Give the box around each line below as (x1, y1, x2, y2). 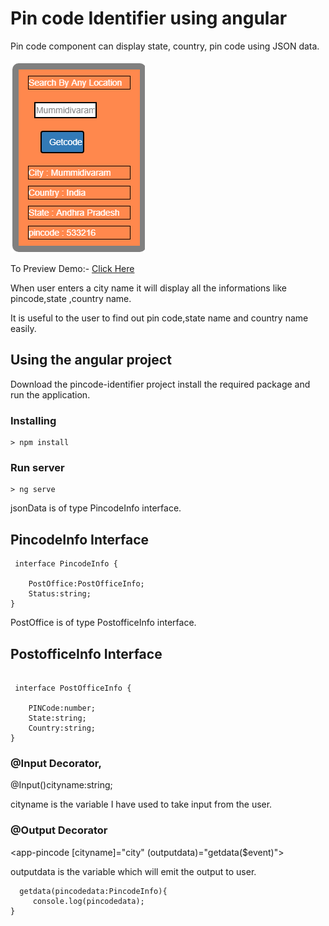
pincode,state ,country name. (10, 292, 132, 304)
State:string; (28, 713, 87, 723)
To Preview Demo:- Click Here (10, 262, 135, 274)
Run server (10, 460, 65, 474)
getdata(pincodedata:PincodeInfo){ (19, 886, 168, 896)
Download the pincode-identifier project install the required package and (10, 378, 311, 390)
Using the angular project (10, 352, 172, 369)
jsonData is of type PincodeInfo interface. (10, 502, 182, 514)
